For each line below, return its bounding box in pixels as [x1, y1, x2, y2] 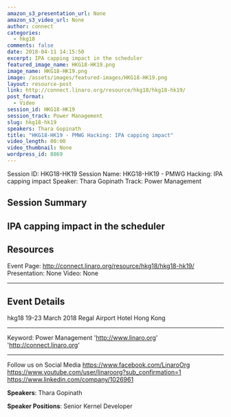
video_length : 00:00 [7, 138, 67, 145]
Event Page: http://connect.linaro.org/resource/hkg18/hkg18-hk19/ [7, 262, 195, 270]
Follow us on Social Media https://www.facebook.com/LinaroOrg [7, 361, 190, 369]
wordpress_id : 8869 [7, 151, 63, 158]
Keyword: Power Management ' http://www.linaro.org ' [7, 334, 158, 342]
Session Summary [7, 197, 87, 208]
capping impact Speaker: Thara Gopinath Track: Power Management [7, 177, 201, 185]
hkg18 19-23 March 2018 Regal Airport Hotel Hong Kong [7, 314, 166, 322]
